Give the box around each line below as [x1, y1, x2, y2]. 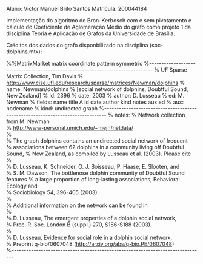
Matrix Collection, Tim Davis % [6, 73, 84, 80]
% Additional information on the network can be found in [6, 201, 148, 209]
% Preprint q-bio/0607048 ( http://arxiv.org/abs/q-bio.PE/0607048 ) [6, 240, 175, 248]
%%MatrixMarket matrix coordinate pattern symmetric [6, 60, 143, 67]
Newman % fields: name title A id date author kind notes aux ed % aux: [6, 98, 184, 106]
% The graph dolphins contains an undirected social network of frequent [6, 137, 188, 144]
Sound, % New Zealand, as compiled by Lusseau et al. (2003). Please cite [6, 150, 191, 157]
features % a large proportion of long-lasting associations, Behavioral [6, 176, 180, 183]
